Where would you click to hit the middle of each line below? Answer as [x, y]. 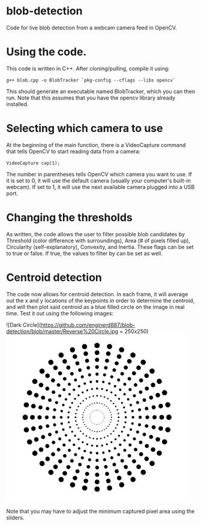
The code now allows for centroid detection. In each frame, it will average [97, 294]
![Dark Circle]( [24, 324]
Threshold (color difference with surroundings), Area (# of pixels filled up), [98, 241]
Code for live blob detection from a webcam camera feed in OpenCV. [91, 28]
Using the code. [46, 52]
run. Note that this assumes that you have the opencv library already [91, 98]
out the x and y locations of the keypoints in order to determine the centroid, [100, 300]
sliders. [15, 518]
